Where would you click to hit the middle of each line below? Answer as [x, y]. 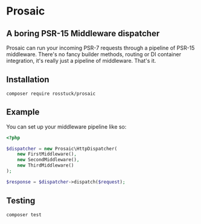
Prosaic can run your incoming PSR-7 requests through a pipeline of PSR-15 [101, 48]
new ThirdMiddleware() [46, 165]
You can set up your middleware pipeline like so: [66, 126]
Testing [21, 201]
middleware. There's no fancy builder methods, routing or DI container [94, 54]
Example [23, 112]
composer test [24, 215]
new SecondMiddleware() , [48, 160]
